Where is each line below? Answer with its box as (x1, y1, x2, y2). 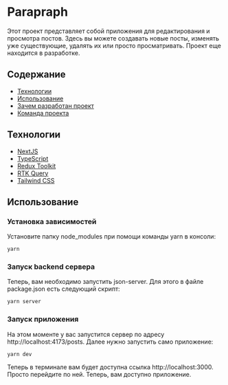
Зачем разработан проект (16, 101, 95, 110)
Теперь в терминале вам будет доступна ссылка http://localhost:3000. (7, 363, 214, 371)
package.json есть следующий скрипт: (7, 285, 120, 293)
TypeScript (16, 154, 49, 162)
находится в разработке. (7, 49, 80, 57)
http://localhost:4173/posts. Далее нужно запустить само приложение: (7, 338, 214, 346)
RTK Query (16, 169, 49, 177)
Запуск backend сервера (7, 262, 95, 272)
